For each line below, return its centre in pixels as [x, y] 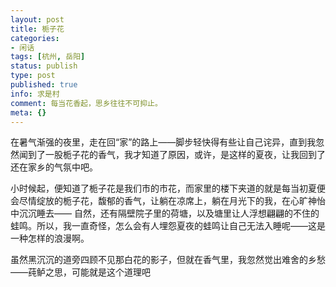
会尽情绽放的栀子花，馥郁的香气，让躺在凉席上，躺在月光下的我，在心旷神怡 [168, 201]
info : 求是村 [35, 94]
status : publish [44, 66]
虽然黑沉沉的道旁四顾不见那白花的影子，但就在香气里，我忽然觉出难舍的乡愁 [168, 260]
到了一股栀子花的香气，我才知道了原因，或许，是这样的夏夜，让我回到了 [176, 155]
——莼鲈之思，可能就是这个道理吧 [80, 272]
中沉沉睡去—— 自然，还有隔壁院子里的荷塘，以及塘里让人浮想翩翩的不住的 [165, 213]
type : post [33, 76]
